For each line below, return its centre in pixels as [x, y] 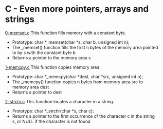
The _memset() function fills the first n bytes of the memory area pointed [85, 47]
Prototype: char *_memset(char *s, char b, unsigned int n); [71, 42]
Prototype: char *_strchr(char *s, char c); [53, 111]
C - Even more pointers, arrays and [77, 9]
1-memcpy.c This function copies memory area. [53, 67]
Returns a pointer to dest [37, 92]
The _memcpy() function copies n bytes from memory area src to [78, 82]
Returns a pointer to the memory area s [51, 57]
